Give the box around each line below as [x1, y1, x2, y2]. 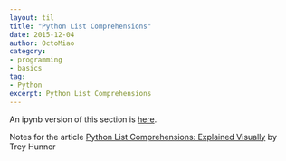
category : [9, 47, 47, 56]
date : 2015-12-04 [9, 30, 75, 39]
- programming [9, 55, 63, 64]
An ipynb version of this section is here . [9, 114, 157, 125]
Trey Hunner [9, 141, 56, 152]
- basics [9, 64, 43, 73]
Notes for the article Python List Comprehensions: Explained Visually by [9, 131, 278, 142]
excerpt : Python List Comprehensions [9, 89, 152, 98]
